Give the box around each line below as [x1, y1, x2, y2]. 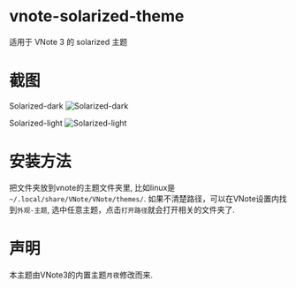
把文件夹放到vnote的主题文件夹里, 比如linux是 [9, 182, 176, 193]
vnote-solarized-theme [9, 6, 185, 27]
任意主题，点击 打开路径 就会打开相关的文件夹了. [66, 204, 236, 215]
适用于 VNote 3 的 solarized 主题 [9, 36, 128, 47]
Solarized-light [9, 117, 64, 128]
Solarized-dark [9, 100, 64, 111]
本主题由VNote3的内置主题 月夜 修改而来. [9, 269, 153, 280]
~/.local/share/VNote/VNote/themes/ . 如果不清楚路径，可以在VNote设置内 [9, 193, 280, 204]
